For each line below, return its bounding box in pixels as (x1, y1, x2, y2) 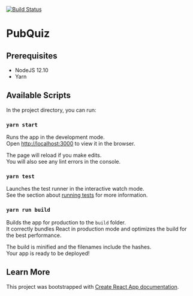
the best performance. (6, 232, 62, 239)
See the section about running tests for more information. (6, 191, 148, 199)
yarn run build (6, 206, 51, 214)
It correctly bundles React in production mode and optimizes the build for (6, 225, 187, 232)
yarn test (6, 173, 35, 180)
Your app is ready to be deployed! (6, 250, 90, 257)
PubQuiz (6, 27, 50, 40)
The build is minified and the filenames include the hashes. (6, 243, 152, 250)
